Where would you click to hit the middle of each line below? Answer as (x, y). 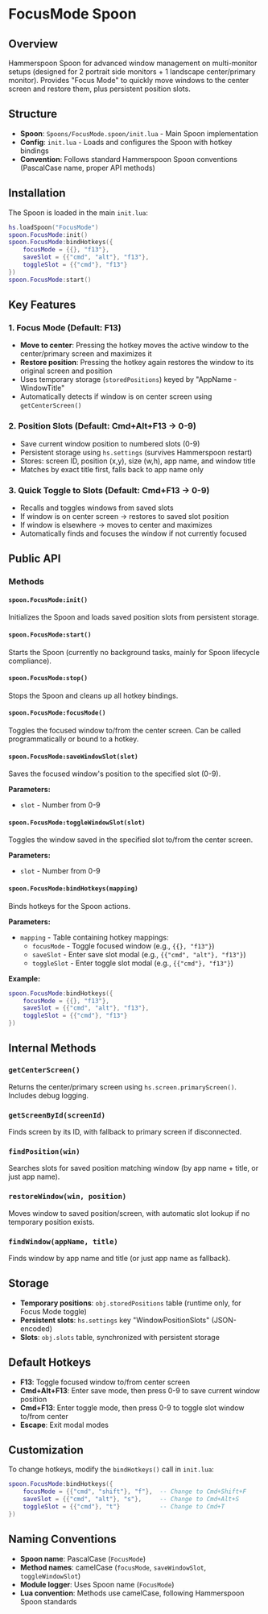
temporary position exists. (52, 1222)
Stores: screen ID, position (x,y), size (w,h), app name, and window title (138, 461)
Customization (46, 1450)
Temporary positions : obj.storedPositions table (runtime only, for (130, 1303)
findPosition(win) (44, 1151)
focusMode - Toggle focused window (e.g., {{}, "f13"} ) (123, 946)
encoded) (36, 1328)
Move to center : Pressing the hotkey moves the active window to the (134, 345)
